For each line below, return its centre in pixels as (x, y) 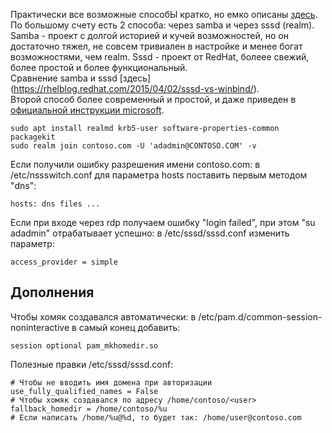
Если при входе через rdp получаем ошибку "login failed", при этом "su (163, 222)
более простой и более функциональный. (99, 67)
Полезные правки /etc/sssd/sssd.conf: (92, 364)
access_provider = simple (64, 262)
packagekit (33, 137)
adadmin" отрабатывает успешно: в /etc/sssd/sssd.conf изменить (150, 233)
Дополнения (52, 292)
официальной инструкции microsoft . (87, 110)
